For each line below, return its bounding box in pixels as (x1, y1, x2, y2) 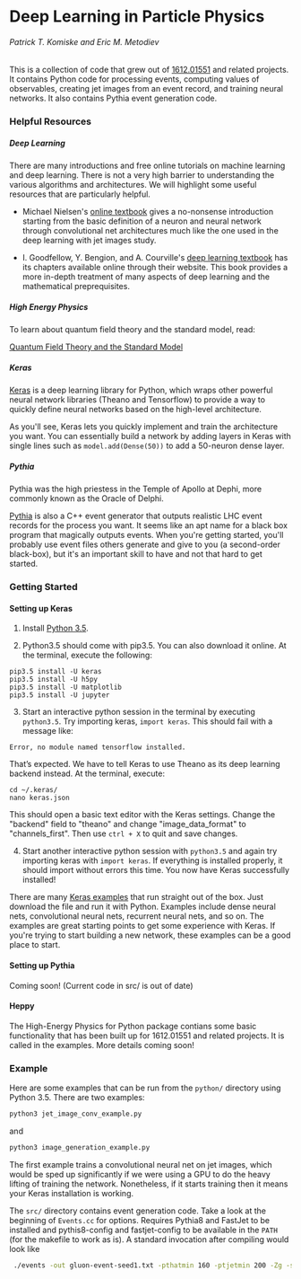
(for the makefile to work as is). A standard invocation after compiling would (9, 1233, 289, 1245)
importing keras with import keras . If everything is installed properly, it (21, 855, 283, 866)
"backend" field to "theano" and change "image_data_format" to (9, 819, 246, 830)
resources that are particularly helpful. (9, 189, 150, 199)
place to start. (9, 939, 61, 950)
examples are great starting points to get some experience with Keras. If (9, 921, 276, 931)
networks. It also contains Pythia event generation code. (9, 93, 218, 104)
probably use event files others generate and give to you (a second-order (9, 539, 280, 550)
